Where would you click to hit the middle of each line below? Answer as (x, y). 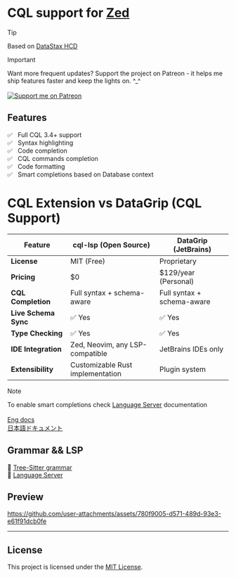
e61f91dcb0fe (27, 521)
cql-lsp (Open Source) (111, 245)
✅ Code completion (38, 150)
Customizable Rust (101, 365)
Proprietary (178, 261)
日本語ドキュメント (35, 428)
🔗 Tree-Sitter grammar (40, 467)
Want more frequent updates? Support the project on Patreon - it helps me (115, 73)
